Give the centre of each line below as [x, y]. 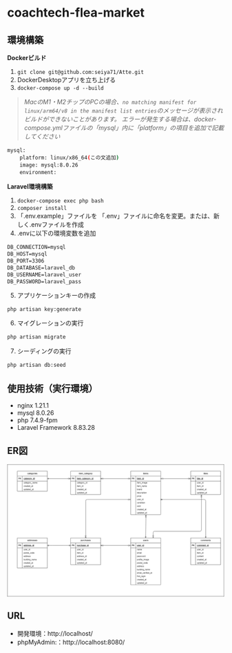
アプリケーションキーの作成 [56, 295]
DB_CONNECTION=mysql [37, 247]
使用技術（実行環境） [52, 388]
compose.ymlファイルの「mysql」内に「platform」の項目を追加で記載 [124, 128]
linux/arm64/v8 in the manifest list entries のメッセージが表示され [124, 111]
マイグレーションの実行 [50, 323]
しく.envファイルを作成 [50, 224]
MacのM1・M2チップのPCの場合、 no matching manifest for [110, 102]
